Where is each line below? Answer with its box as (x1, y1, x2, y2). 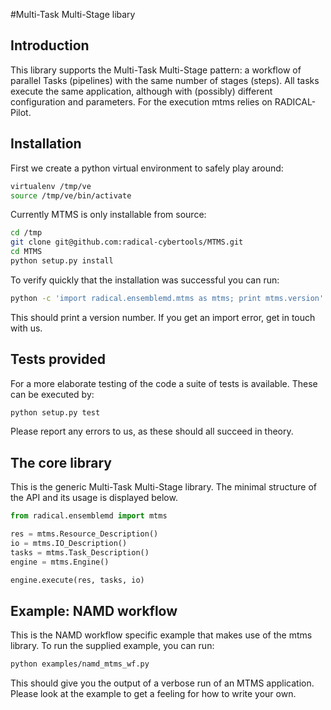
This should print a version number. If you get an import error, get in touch (10, 311, 316, 323)
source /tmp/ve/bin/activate (10, 190, 132, 201)
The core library (10, 454, 112, 471)
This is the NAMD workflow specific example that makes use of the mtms (10, 629, 313, 641)
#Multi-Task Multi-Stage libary (10, 9, 136, 20)
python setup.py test (10, 407, 101, 418)
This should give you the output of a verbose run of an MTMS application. (10, 677, 315, 689)
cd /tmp (10, 228, 43, 238)
